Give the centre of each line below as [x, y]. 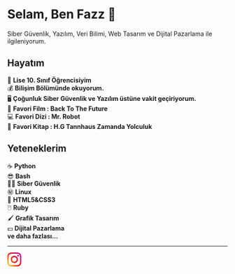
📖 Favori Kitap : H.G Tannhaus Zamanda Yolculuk [80, 126]
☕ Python [22, 166]
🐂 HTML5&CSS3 [31, 200]
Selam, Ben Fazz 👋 [62, 14]
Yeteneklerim [37, 149]
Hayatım [26, 63]
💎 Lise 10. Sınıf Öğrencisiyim [50, 80]
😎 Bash [19, 176]
